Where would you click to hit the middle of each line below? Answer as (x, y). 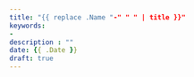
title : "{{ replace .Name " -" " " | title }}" (97, 17)
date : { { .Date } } (43, 50)
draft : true (31, 58)
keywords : (28, 26)
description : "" (42, 42)
